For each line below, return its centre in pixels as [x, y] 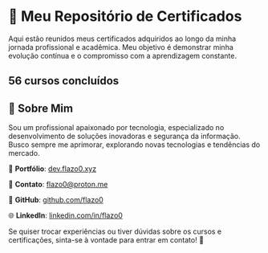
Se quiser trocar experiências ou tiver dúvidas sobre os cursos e [115, 231]
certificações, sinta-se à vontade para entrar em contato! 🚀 [106, 240]
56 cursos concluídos [64, 81]
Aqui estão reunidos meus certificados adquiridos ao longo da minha [122, 39]
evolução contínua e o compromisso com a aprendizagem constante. [122, 55]
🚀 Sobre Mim [41, 108]
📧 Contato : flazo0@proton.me [58, 185]
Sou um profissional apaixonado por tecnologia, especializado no [116, 128]
